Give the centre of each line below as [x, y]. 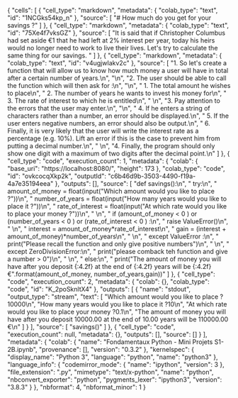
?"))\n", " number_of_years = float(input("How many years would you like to [117, 199]
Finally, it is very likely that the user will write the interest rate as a [103, 131]
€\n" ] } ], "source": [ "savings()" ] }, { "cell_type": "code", [91, 327]
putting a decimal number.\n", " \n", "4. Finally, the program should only [111, 146]
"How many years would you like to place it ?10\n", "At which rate [132, 304]
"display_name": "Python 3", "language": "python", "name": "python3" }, [113, 357]
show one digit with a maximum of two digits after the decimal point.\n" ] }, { [119, 153]
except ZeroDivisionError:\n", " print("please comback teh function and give [118, 251]
